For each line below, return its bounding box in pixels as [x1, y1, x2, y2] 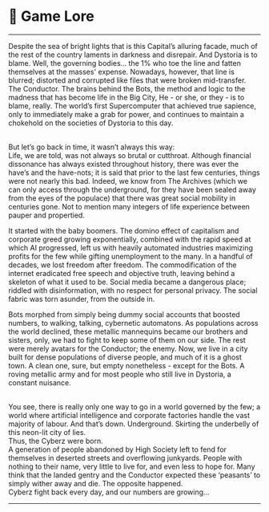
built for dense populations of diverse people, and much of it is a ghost [8, 352, 243, 362]
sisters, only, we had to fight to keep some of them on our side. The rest [8, 335, 246, 344]
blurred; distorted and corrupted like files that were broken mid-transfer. [8, 75, 247, 85]
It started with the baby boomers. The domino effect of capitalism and [8, 226, 239, 235]
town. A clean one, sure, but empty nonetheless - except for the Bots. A [8, 360, 245, 370]
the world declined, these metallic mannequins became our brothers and [8, 327, 248, 336]
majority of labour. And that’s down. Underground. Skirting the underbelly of [8, 419, 259, 429]
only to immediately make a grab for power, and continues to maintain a [8, 109, 244, 119]
